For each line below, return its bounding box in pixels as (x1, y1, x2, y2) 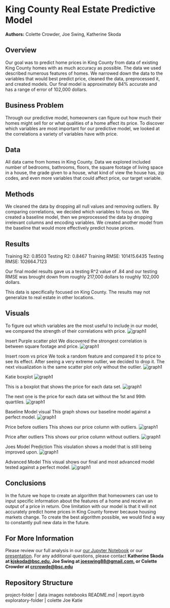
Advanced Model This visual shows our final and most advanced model (5, 459, 155, 465)
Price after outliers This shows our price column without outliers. (5, 433, 141, 440)
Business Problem (5, 101, 64, 110)
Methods (5, 189, 35, 199)
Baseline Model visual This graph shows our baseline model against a (5, 408, 151, 414)
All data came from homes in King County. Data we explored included (5, 159, 151, 165)
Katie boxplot (5, 373, 33, 379)
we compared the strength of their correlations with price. (5, 328, 126, 334)
